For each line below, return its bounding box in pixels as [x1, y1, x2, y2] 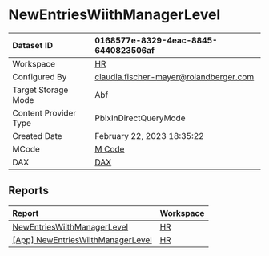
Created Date [12, 130, 62, 141]
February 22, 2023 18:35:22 [94, 130, 204, 141]
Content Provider [12, 107, 77, 118]
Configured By [12, 71, 67, 82]
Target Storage [12, 84, 69, 95]
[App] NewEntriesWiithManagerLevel [12, 234, 152, 246]
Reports [8, 184, 50, 197]
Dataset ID [12, 39, 54, 51]
